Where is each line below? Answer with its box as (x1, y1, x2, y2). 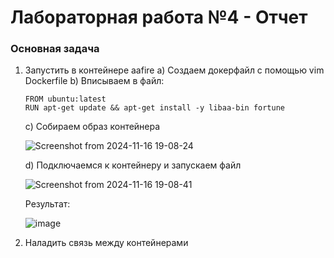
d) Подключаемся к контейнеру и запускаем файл (24, 159, 242, 171)
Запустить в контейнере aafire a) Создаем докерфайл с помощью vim (24, 64, 325, 76)
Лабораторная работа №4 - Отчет (10, 6, 308, 29)
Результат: (24, 198, 71, 210)
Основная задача (10, 42, 100, 56)
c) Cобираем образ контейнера (24, 121, 161, 133)
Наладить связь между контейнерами (24, 237, 189, 249)
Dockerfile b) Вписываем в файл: (24, 75, 165, 87)
